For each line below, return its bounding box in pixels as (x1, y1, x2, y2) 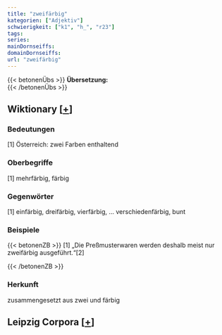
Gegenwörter (7, 191, 54, 201)
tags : (7, 30, 23, 37)
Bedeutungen (7, 125, 55, 134)
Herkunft (7, 279, 39, 289)
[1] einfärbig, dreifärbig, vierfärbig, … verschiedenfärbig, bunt (7, 208, 186, 216)
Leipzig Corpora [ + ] (7, 316, 95, 328)
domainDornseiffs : (7, 50, 61, 57)
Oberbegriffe (7, 158, 53, 167)
